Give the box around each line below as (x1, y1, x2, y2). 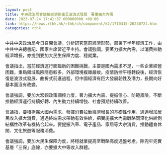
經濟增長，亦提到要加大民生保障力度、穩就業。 (5, 53, 101, 59)
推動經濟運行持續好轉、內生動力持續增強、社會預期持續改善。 (5, 98, 132, 104)
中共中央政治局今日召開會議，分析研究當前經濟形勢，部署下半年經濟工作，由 (5, 40, 162, 46)
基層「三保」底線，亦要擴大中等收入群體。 (5, 145, 92, 151)
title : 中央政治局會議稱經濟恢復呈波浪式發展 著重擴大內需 (5, 12, 113, 17)
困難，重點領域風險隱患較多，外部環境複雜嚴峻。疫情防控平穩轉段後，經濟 (5, 69, 158, 75)
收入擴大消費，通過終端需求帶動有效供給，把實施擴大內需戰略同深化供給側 (9, 115, 162, 121)
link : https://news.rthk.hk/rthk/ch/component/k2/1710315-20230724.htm (5, 21, 157, 26)
